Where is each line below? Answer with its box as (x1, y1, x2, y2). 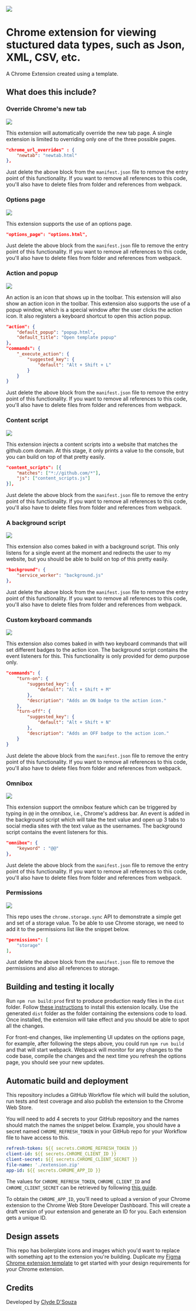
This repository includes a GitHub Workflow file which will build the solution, (6, 1092, 190, 1099)
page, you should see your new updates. (6, 1059, 104, 1066)
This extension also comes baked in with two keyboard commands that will (6, 640, 187, 647)
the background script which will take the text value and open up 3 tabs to (6, 816, 185, 823)
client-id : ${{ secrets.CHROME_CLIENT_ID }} (6, 1150, 117, 1157)
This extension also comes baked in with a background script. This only (6, 543, 180, 550)
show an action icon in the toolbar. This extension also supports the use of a (6, 300, 191, 307)
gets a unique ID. (6, 1215, 47, 1222)
